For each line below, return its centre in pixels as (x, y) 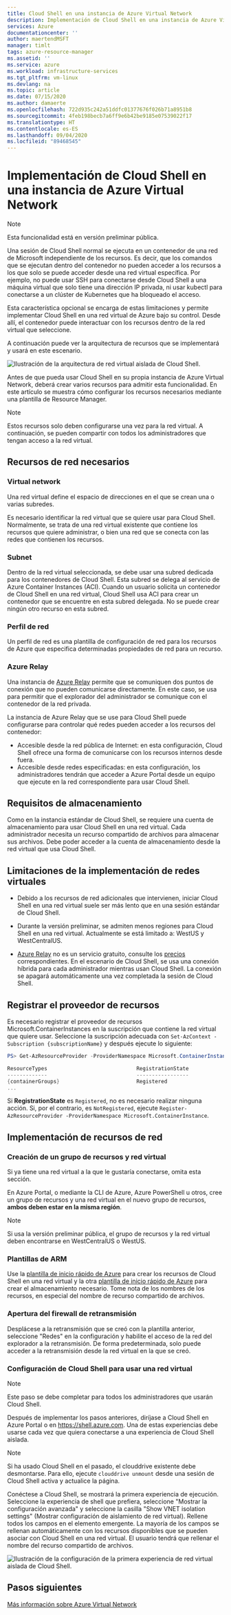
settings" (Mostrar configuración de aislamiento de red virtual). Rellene (108, 1517)
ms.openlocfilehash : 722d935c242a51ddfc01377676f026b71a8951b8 (100, 110)
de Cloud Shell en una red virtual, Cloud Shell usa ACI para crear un (103, 594)
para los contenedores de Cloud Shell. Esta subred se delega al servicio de (113, 580)
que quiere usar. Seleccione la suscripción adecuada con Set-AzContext (109, 1036)
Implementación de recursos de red (85, 1137)
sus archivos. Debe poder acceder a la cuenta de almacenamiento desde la (114, 842)
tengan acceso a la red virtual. (50, 441)
